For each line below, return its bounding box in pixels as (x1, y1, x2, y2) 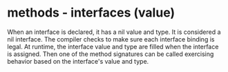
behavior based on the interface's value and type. (7, 57, 149, 65)
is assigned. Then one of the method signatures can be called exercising (7, 50, 214, 58)
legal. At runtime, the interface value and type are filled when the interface (7, 42, 219, 51)
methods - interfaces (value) (7, 5, 175, 21)
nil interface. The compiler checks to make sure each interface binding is (7, 35, 215, 43)
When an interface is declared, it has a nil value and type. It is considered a (7, 28, 221, 36)
